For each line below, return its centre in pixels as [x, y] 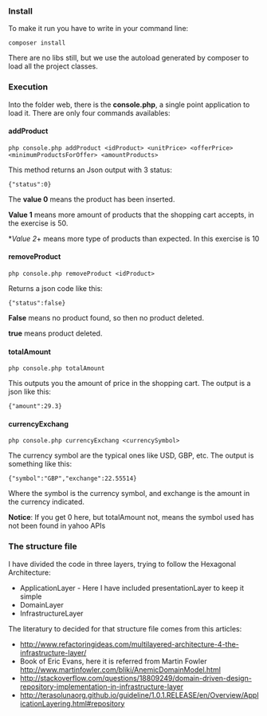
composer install [37, 43]
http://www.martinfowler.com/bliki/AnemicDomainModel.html [120, 669]
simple [31, 596]
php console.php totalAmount [57, 368]
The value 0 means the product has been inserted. [92, 199]
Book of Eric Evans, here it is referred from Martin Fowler [113, 661]
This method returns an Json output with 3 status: [90, 170]
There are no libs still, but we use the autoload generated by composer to [129, 58]
